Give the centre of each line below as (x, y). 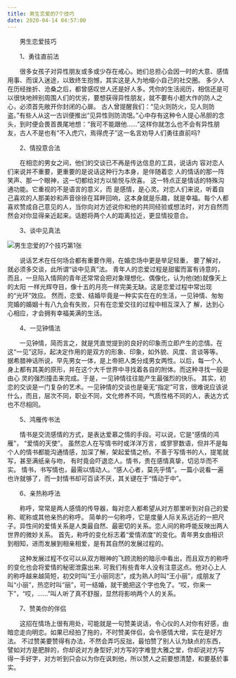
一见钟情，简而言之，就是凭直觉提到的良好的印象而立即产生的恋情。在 (121, 343)
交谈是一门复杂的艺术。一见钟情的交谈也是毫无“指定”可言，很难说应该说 (124, 387)
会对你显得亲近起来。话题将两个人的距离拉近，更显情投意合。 (102, 215)
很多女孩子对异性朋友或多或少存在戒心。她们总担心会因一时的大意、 (118, 71)
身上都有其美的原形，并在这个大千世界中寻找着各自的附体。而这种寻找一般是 (118, 369)
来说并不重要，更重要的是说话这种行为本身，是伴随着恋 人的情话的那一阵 (119, 171)
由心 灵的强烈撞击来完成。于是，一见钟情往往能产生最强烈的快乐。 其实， (113, 378)
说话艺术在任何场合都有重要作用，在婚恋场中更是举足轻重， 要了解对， (122, 260)
